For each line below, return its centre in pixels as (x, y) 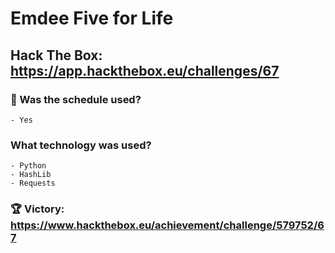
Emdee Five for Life (92, 18)
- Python (28, 166)
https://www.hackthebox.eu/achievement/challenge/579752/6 (167, 225)
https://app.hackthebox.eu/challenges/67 (145, 70)
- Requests (33, 183)
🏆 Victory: (37, 209)
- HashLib (31, 175)
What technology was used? (81, 145)
